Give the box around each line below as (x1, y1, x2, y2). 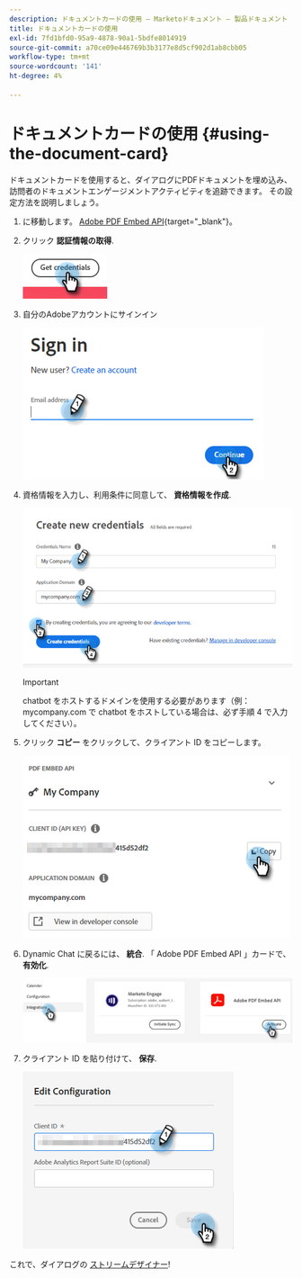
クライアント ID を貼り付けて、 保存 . (22, 1053, 157, 1064)
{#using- (201, 123, 270, 144)
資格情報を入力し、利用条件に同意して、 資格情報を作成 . (22, 489, 232, 499)
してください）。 (22, 718, 82, 729)
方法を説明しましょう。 (16, 196, 104, 207)
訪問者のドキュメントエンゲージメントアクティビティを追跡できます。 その (9, 185, 285, 196)
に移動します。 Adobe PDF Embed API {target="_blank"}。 (22, 216, 237, 227)
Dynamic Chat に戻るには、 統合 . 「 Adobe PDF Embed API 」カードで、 (22, 949, 291, 959)
